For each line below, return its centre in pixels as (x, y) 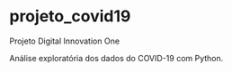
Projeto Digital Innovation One (64, 41)
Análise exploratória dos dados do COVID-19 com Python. (116, 58)
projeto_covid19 (70, 16)
